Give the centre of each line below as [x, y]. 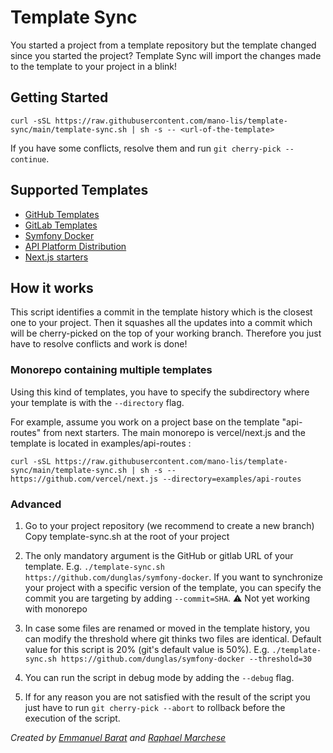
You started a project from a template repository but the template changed [163, 45]
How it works [52, 287]
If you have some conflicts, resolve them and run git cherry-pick [146, 148]
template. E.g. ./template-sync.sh [94, 566]
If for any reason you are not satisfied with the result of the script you [167, 697]
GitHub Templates [62, 214]
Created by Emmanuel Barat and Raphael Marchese [118, 737]
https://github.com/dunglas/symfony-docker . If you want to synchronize [173, 577]
